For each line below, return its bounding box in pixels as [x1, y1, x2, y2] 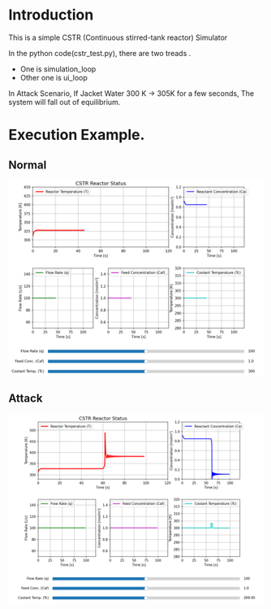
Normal [8, 158, 47, 172]
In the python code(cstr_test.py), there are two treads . [8, 48, 191, 58]
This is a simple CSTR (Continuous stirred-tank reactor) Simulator [8, 33, 228, 42]
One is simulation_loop [19, 63, 97, 74]
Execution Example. [8, 126, 145, 144]
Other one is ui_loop [19, 72, 88, 82]
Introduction [8, 6, 94, 24]
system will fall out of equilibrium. [8, 97, 121, 107]
